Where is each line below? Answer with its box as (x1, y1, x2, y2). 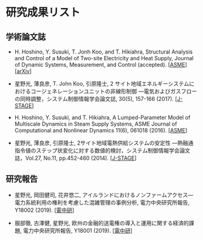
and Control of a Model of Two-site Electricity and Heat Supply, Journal (14, 55, 194, 61)
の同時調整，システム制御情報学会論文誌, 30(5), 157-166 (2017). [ (14, 95, 177, 102)
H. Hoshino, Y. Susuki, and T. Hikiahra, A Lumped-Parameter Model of (14, 114, 191, 121)
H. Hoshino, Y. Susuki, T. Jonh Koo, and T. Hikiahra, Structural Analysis (14, 48, 193, 55)
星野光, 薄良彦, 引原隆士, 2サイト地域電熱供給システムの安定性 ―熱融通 (14, 139, 194, 146)
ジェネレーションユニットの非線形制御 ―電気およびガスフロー (41, 87, 198, 95)
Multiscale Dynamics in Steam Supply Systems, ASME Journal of (14, 120, 177, 128)
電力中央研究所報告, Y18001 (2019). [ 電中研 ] (22, 227, 133, 234)
